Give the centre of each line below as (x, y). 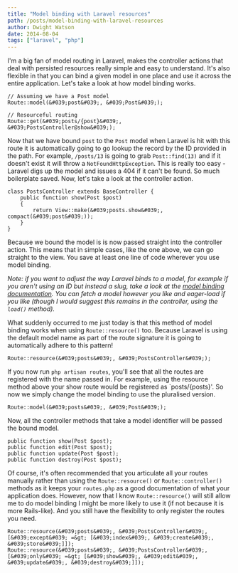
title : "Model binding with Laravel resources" (79, 14)
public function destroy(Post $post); (65, 460)
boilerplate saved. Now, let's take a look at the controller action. (101, 179)
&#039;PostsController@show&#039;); (61, 128)
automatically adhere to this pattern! (60, 345)
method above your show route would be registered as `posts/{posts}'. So (115, 387)
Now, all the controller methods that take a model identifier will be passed (115, 421)
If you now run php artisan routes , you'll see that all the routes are (106, 372)
